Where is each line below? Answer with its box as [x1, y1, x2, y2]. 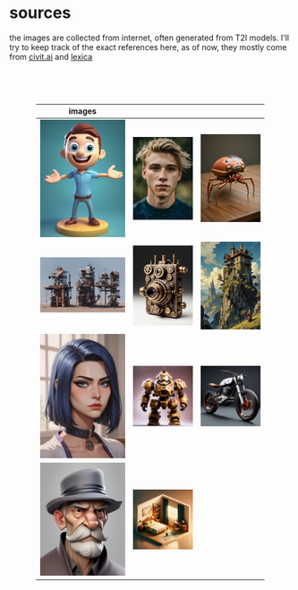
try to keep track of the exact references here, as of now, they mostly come [9, 41, 288, 52]
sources [9, 3, 72, 23]
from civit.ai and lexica [9, 51, 93, 62]
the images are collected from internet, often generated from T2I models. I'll [9, 32, 289, 43]
